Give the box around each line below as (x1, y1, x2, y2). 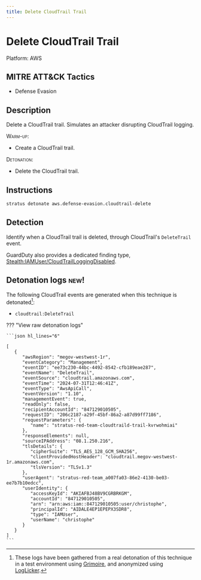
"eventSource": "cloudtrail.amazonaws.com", (22, 375, 135, 381)
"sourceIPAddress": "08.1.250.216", (22, 438, 114, 444)
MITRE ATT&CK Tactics (6, 71, 95, 82)
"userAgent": (22, 475, 55, 481)
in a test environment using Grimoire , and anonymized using (14, 560, 163, 567)
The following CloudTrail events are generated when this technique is (6, 291, 178, 298)
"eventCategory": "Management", (22, 359, 103, 366)
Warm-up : (6, 133, 29, 140)
